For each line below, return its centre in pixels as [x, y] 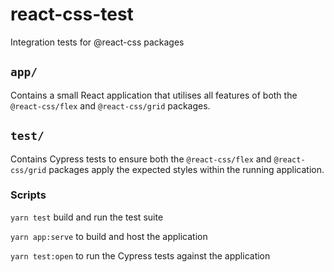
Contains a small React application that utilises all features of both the [154, 95]
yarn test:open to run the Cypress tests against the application [140, 255]
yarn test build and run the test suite [87, 217]
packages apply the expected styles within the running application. [186, 169]
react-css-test [72, 14]
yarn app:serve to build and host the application [109, 236]
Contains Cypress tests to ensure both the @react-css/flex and [141, 159]
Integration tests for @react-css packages [97, 42]
